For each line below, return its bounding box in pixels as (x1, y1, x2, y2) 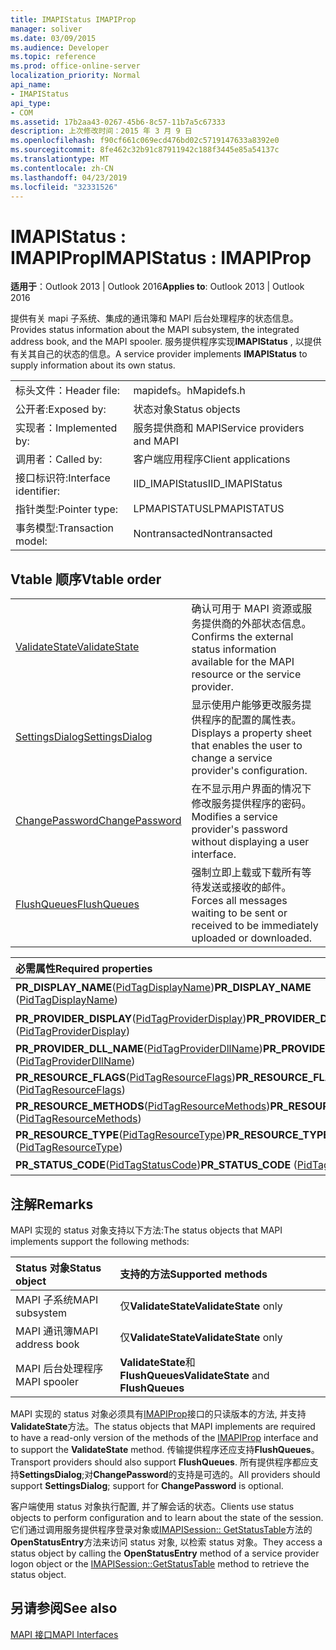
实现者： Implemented (15, 421, 118, 435)
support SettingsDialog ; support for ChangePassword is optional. (10, 1479, 284, 1491)
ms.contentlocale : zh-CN (10, 163, 114, 173)
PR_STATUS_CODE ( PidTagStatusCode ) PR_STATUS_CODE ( (15, 1158, 298, 1172)
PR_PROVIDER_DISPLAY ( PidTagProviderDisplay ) (15, 1012, 247, 1026)
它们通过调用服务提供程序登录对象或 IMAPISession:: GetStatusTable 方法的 (10, 1523, 313, 1535)
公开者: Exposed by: (15, 402, 107, 416)
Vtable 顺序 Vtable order (10, 571, 162, 588)
